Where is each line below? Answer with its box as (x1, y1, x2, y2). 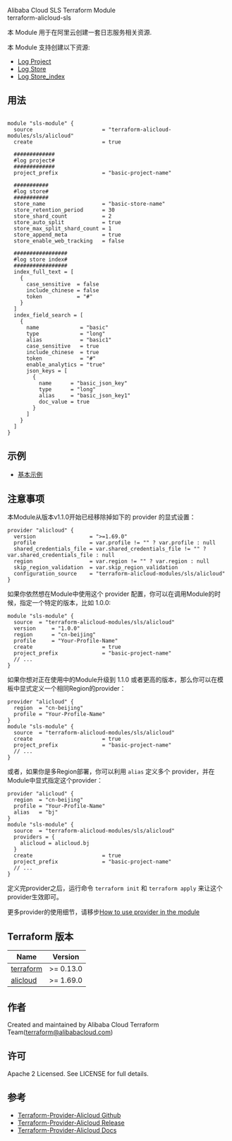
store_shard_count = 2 (13, 212, 112, 220)
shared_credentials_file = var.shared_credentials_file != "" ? (13, 546, 207, 553)
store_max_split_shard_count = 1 (13, 225, 112, 232)
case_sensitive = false (25, 281, 99, 288)
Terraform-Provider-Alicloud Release (17, 1118, 125, 1127)
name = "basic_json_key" (38, 380, 128, 387)
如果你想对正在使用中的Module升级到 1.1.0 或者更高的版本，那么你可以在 (7, 675, 218, 684)
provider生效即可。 (7, 893, 63, 901)
